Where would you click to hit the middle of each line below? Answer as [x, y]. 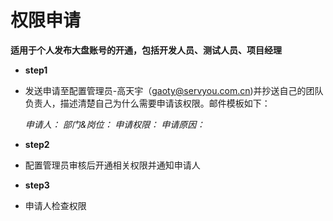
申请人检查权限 [55, 205]
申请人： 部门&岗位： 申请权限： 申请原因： [115, 124]
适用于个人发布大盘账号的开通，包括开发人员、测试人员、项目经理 [146, 50]
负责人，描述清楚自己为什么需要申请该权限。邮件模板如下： [147, 103]
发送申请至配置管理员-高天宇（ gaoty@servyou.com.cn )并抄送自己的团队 [174, 90]
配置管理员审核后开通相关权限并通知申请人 [112, 165]
